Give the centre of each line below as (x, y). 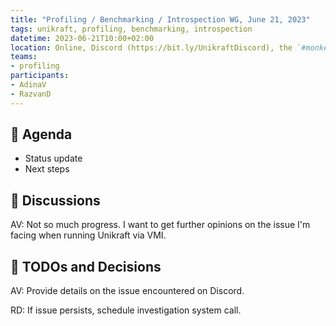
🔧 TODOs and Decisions (86, 266)
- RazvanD (31, 94)
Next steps (47, 169)
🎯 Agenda (41, 134)
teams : (24, 57)
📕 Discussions (55, 200)
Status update (53, 158)
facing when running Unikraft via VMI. (88, 235)
